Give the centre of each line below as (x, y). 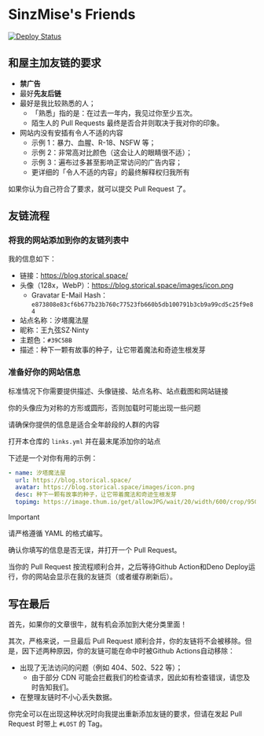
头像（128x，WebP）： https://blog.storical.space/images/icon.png (126, 286)
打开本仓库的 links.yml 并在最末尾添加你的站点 (84, 441)
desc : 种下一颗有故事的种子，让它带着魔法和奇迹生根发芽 (96, 495)
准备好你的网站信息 (44, 372)
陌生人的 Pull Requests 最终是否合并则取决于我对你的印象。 (127, 123)
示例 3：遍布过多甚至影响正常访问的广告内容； (107, 162)
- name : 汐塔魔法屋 (37, 473)
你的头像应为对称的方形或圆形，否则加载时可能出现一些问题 (104, 408)
